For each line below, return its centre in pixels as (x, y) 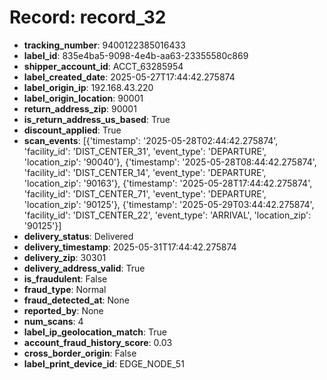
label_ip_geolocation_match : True (95, 332)
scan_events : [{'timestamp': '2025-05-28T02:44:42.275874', (151, 140)
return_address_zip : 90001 (80, 108)
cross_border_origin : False (80, 353)
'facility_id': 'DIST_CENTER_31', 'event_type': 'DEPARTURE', (145, 151)
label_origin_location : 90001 (83, 98)
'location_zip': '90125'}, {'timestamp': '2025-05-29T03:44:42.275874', (169, 204)
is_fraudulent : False (65, 278)
